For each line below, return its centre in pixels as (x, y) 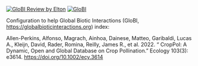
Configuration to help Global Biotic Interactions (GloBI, (73, 20)
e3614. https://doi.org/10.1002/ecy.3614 (55, 57)
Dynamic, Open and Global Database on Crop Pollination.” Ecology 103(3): (98, 51)
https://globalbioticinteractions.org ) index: (58, 27)
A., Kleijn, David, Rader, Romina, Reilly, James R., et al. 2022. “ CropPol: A (97, 44)
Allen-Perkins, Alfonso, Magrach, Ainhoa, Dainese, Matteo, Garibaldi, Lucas (99, 38)
